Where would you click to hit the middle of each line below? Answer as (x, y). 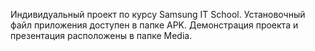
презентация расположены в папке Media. (101, 35)
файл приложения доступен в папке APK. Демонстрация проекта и (154, 25)
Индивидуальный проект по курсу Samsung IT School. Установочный (158, 14)
